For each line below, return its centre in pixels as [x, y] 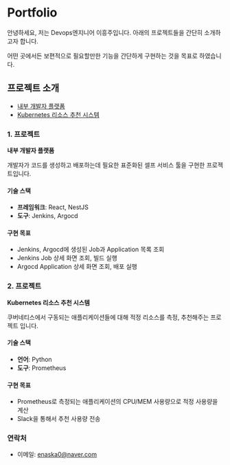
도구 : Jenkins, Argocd [47, 216]
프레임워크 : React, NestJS [53, 207]
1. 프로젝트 [24, 134]
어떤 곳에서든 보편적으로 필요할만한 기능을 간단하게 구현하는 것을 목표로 [102, 56]
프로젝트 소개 [33, 88]
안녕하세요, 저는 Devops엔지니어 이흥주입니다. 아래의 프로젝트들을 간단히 [105, 32]
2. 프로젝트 [24, 286]
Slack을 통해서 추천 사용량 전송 [59, 419]
